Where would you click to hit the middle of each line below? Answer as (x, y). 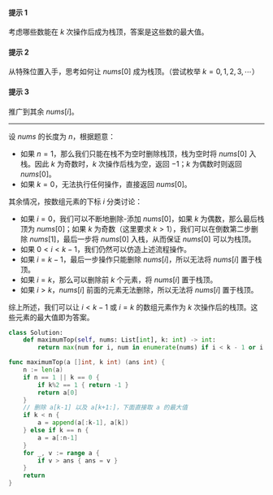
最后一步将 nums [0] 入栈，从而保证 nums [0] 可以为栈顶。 (159, 239)
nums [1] (43, 239)
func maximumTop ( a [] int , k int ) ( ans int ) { (87, 363)
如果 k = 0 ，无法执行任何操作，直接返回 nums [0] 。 (106, 184)
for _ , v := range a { (61, 453)
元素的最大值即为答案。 (54, 317)
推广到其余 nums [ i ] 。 (43, 111)
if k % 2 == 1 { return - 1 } (83, 385)
